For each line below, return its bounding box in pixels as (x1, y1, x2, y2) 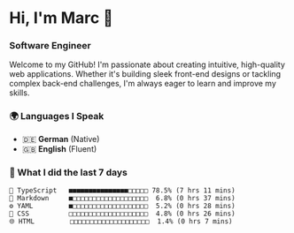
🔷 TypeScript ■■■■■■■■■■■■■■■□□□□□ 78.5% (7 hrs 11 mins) (9, 186, 236, 195)
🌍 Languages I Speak (9, 110, 104, 123)
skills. (9, 87, 30, 98)
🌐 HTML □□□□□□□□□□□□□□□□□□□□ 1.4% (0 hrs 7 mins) (9, 217, 233, 226)
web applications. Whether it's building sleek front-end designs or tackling (9, 69, 282, 79)
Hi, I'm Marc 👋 (9, 8, 113, 28)
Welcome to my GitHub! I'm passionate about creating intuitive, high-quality (9, 59, 286, 70)
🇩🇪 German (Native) (21, 133, 100, 144)
